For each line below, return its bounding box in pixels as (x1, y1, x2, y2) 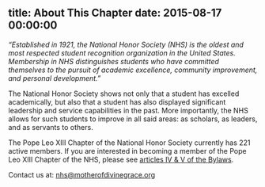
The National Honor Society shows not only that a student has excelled (8, 89, 240, 98)
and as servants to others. (8, 122, 93, 132)
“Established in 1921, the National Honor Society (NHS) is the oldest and (8, 40, 244, 49)
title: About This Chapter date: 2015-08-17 (8, 6, 222, 20)
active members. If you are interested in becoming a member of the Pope (8, 146, 247, 155)
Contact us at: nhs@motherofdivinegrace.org (8, 170, 156, 179)
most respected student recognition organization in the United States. (8, 48, 236, 58)
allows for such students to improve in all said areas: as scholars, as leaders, (8, 114, 258, 124)
